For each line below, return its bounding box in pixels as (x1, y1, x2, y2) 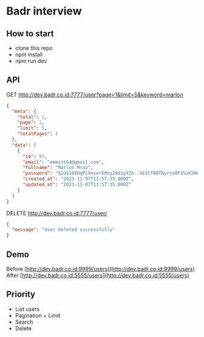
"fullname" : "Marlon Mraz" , (22, 165, 94, 171)
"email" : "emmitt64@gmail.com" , (22, 159, 104, 165)
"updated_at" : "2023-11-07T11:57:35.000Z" (22, 182, 132, 188)
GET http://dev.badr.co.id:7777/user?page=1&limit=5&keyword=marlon (6, 91, 183, 98)
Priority (6, 289, 35, 299)
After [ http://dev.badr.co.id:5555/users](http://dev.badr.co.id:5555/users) (6, 272, 189, 279)
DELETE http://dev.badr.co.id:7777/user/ (6, 209, 107, 216)
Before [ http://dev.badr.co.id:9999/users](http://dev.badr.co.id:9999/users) (6, 265, 195, 272)
